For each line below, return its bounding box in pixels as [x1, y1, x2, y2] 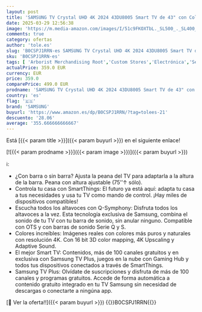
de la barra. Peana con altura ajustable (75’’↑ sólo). [14, 179, 143, 186]
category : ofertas [6, 37, 52, 43]
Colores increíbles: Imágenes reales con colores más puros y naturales [14, 230, 191, 237]
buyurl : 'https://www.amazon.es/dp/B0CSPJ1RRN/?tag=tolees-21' [6, 109, 168, 115]
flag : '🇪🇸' [6, 98, 36, 104]
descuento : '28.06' [6, 115, 55, 121]
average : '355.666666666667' [6, 121, 79, 127]
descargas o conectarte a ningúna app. [14, 287, 113, 295]
